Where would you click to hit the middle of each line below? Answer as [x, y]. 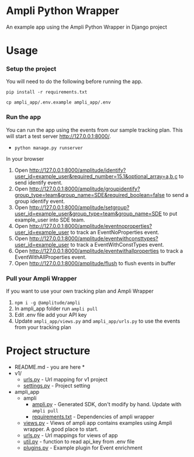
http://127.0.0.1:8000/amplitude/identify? [77, 170]
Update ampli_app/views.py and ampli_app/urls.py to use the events [97, 321]
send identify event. [39, 182]
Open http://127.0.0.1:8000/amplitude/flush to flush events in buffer [95, 263]
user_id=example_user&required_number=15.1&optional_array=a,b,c [96, 176]
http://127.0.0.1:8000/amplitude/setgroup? [79, 207]
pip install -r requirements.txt [47, 92]
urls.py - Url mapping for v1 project [65, 379]
